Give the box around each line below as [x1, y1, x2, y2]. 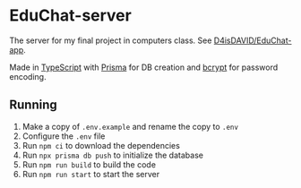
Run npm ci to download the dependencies [21, 140, 181, 150]
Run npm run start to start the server [21, 168, 160, 179]
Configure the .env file [21, 131, 106, 141]
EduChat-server [9, 5, 132, 26]
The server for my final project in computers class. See [9, 35, 212, 46]
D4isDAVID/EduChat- [213, 35, 292, 46]
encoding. [9, 71, 47, 81]
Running [9, 98, 58, 113]
